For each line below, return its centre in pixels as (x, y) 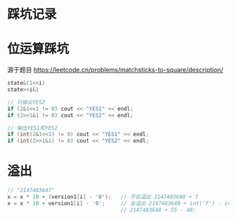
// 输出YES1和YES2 (33, 128)
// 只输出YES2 (26, 102)
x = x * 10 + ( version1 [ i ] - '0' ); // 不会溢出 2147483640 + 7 (103, 197)
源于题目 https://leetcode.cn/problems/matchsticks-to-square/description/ (115, 70)
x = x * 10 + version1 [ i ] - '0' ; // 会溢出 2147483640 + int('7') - (114, 203)
